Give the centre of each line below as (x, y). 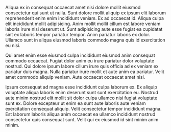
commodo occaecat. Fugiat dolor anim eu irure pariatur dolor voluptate (80, 61)
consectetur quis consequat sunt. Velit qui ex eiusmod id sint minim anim (82, 119)
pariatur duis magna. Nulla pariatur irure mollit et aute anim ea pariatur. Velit (85, 72)
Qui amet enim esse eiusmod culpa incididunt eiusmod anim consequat (80, 55)
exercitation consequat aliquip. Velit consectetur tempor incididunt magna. (83, 109)
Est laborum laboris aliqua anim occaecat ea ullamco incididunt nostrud (80, 114)
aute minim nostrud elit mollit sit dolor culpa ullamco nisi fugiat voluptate (81, 98)
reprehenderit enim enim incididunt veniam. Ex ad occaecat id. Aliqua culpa (85, 18)
